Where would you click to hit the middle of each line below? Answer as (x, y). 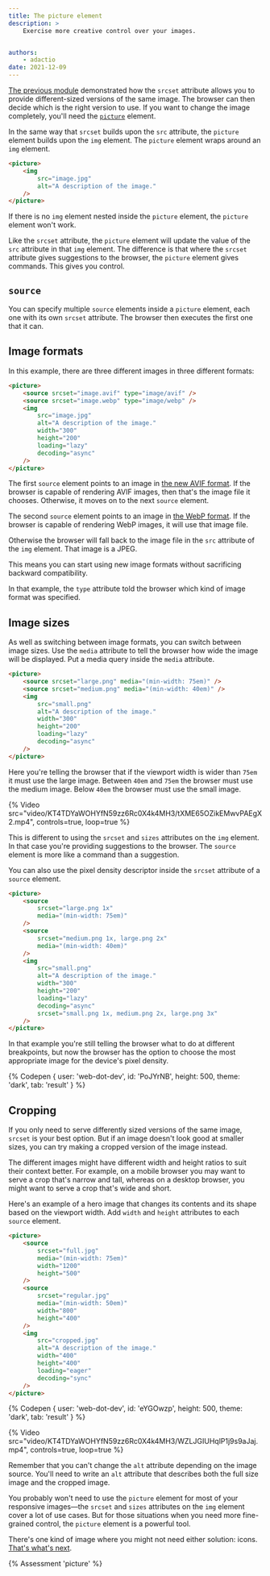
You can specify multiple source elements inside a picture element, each (129, 309)
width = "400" (58, 1356)
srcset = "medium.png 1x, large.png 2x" (102, 938)
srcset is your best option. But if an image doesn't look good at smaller (126, 1138)
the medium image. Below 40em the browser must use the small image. (125, 789)
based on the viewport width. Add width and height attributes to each (124, 1212)
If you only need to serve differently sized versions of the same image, (125, 1130)
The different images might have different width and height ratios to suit (128, 1162)
